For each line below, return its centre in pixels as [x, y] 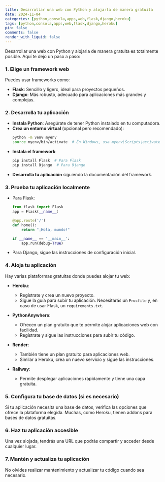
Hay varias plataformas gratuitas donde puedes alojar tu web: [68, 276]
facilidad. [29, 330]
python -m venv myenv [34, 138]
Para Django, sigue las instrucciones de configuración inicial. [74, 253]
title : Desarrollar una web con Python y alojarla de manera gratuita [79, 10]
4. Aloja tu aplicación [31, 265]
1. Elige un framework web [37, 69]
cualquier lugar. [21, 447]
